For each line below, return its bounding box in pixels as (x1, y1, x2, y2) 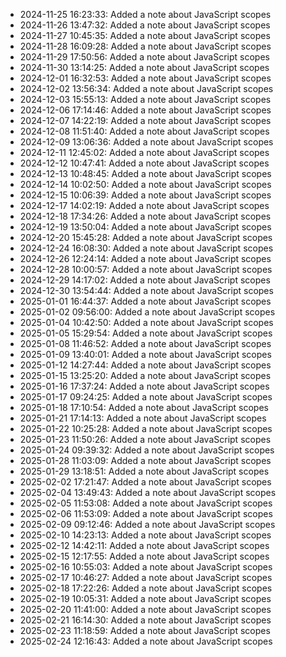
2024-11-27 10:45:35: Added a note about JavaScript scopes (19, 30, 271, 41)
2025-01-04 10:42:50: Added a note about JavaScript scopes (19, 317, 274, 328)
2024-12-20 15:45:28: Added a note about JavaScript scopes (19, 232, 273, 243)
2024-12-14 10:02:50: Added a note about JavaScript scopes (19, 179, 272, 190)
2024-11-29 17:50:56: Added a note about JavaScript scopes (19, 51, 270, 63)
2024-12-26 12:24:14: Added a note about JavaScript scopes (19, 253, 272, 264)
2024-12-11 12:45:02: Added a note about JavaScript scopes (19, 147, 270, 158)
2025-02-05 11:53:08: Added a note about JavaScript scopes (19, 497, 273, 509)
